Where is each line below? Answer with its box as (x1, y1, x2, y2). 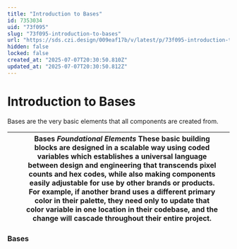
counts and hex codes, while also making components (28, 169, 216, 179)
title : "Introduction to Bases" (7, 10, 102, 18)
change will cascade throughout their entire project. (32, 213, 212, 223)
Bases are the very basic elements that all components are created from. (7, 117, 219, 125)
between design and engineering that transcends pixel (28, 160, 217, 170)
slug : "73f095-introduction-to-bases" (7, 30, 121, 37)
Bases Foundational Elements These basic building (34, 134, 210, 144)
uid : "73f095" (7, 23, 49, 30)
